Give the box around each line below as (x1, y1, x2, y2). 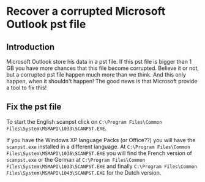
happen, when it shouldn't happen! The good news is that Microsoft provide (6, 78, 198, 85)
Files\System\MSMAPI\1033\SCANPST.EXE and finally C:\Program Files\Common (6, 162, 198, 170)
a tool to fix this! (6, 84, 47, 91)
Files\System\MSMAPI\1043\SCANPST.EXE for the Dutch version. (6, 169, 162, 176)
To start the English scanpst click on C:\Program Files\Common (6, 118, 162, 125)
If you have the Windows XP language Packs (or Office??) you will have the (6, 136, 196, 143)
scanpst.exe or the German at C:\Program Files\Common (6, 156, 146, 163)
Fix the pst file (6, 102, 62, 112)
